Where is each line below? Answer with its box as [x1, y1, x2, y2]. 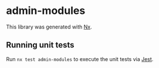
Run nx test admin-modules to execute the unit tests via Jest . [6, 55, 154, 62]
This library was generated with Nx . [6, 23, 92, 30]
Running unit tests [6, 40, 75, 50]
